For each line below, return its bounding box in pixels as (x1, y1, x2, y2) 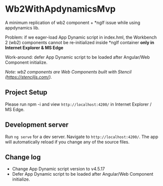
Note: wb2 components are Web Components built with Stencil (5, 69, 132, 74)
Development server (5, 121, 69, 129)
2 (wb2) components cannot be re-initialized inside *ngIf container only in (5, 39, 155, 45)
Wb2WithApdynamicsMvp (5, 3, 116, 15)
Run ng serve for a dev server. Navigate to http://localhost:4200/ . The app (5, 134, 159, 139)
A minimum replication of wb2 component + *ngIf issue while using (5, 20, 141, 25)
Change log (5, 153, 41, 161)
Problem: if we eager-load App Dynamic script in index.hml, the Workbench (5, 34, 157, 40)
